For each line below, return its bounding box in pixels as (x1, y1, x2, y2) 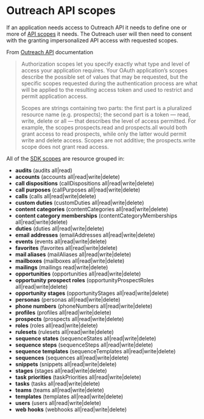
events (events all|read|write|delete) (15, 238, 107, 245)
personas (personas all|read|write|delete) (15, 296, 121, 303)
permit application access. (21, 92, 88, 100)
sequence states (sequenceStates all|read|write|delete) (15, 334, 157, 342)
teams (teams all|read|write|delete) (15, 386, 105, 393)
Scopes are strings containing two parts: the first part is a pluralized (21, 104, 192, 111)
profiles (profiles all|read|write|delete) (15, 308, 111, 316)
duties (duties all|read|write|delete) (15, 224, 105, 232)
